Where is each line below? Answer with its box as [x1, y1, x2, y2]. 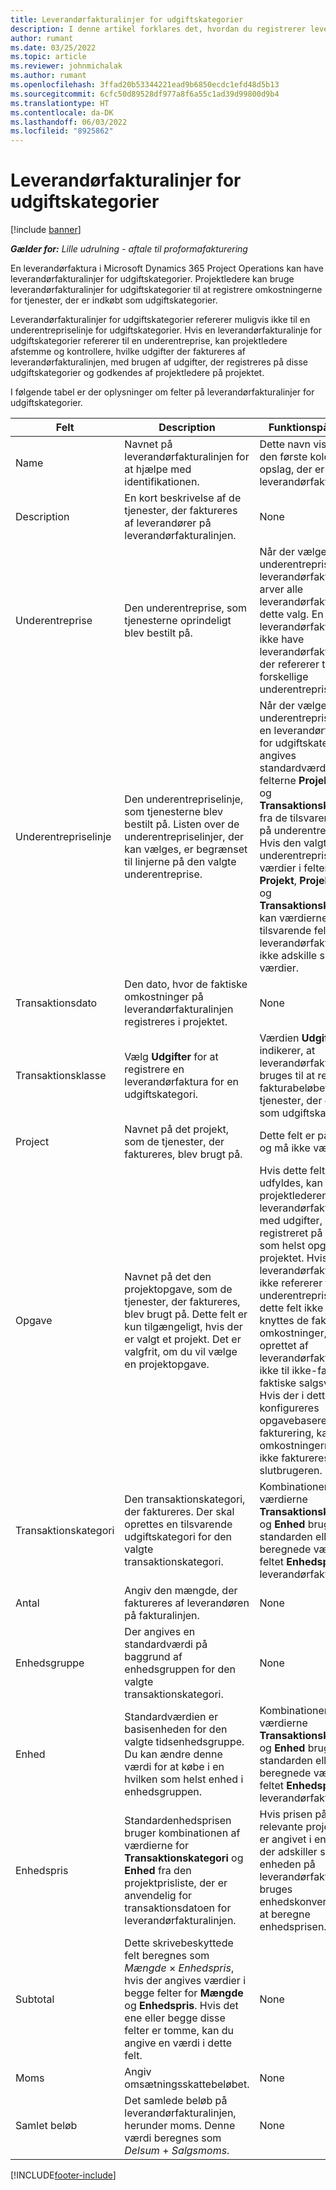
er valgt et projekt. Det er [124, 1332, 242, 1346]
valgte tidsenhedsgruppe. [124, 1735, 245, 1749]
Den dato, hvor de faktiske [124, 977, 248, 991]
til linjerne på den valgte [124, 855, 237, 869]
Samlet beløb [15, 2119, 78, 2133]
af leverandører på [124, 516, 212, 530]
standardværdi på [124, 1637, 208, 1651]
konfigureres [259, 1401, 320, 1415]
